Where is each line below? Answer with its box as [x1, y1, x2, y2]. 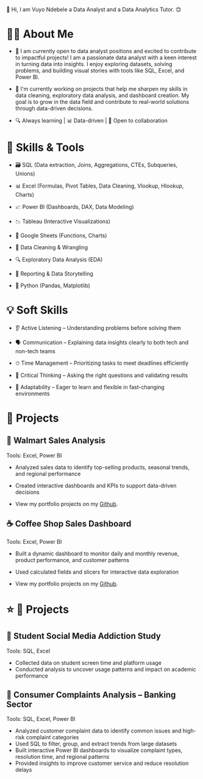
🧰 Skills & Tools [6, 141, 85, 155]
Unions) [15, 170, 35, 177]
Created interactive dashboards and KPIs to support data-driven [15, 481, 177, 489]
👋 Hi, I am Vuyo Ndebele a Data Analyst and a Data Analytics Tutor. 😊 [6, 6, 182, 13]
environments [15, 390, 50, 397]
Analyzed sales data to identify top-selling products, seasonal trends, [15, 463, 190, 470]
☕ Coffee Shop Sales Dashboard [6, 519, 132, 529]
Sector [6, 700, 32, 710]
